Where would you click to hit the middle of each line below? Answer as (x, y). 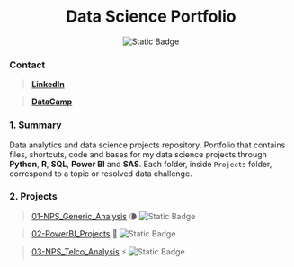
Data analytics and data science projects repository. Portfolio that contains (147, 145)
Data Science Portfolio (151, 17)
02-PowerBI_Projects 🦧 (75, 233)
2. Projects (33, 197)
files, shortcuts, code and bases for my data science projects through (138, 154)
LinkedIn (48, 85)
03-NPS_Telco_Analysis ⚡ (79, 251)
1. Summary (36, 125)
